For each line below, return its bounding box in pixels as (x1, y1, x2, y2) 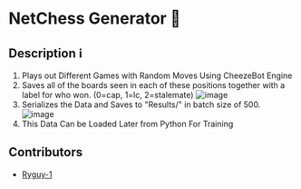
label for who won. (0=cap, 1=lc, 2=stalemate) (21, 90, 194, 100)
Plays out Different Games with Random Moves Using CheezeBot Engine (21, 70, 293, 81)
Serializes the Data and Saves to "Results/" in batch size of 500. (21, 99, 261, 110)
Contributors (8, 144, 83, 160)
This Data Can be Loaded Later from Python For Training (21, 118, 234, 129)
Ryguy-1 (21, 168, 53, 180)
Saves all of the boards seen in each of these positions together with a (21, 80, 286, 90)
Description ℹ (8, 45, 83, 61)
